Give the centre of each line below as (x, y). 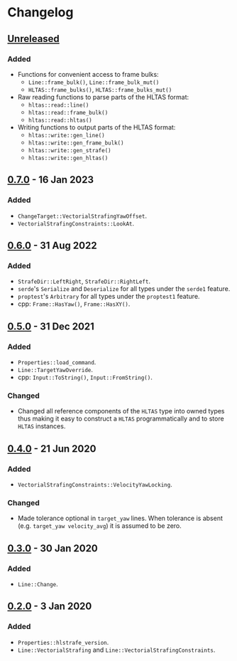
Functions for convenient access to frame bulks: (88, 74)
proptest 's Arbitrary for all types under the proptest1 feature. (109, 297)
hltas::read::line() (59, 105)
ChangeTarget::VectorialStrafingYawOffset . (82, 216)
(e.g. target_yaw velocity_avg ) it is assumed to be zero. (100, 526)
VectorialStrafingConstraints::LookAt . (76, 223)
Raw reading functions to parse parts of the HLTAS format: (103, 97)
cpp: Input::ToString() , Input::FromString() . (85, 377)
